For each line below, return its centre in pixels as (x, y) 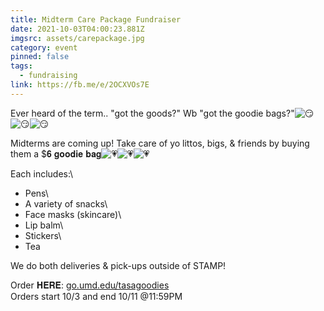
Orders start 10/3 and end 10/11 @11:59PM (96, 296)
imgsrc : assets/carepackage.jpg (77, 38)
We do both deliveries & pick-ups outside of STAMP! (118, 265)
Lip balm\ (44, 225)
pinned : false (40, 57)
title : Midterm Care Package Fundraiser (96, 19)
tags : (21, 66)
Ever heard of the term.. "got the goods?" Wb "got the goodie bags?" (152, 113)
